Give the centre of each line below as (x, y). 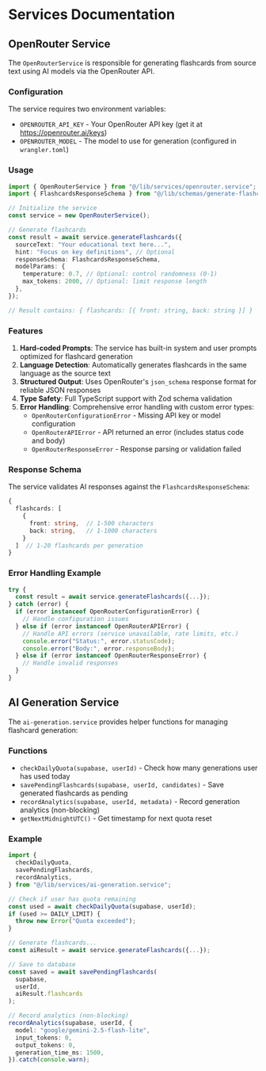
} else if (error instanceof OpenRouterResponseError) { (111, 656)
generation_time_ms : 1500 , (60, 1052)
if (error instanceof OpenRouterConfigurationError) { (108, 612)
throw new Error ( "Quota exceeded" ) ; (76, 921)
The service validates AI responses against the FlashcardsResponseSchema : (129, 487)
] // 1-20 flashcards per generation (80, 545)
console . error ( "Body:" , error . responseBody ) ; (99, 648)
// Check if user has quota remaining (72, 899)
